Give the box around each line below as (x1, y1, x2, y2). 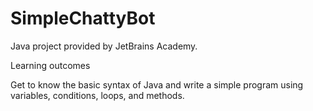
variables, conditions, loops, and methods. (10, 89, 185, 101)
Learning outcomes (10, 59, 91, 71)
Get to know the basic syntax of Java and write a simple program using (10, 78, 304, 91)
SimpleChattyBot (10, 7, 156, 30)
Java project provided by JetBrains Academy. (10, 40, 198, 52)
